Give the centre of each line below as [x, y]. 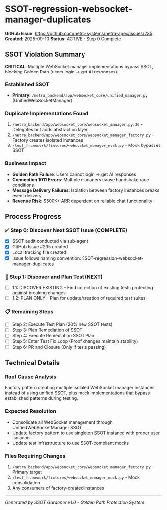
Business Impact [26, 163]
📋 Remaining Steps [29, 311]
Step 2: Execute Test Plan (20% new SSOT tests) [62, 324]
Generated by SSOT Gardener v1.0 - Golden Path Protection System [75, 502]
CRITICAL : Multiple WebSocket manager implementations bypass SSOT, [79, 66]
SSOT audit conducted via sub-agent [50, 241]
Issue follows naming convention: [46, 258]
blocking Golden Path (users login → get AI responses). [62, 72]
